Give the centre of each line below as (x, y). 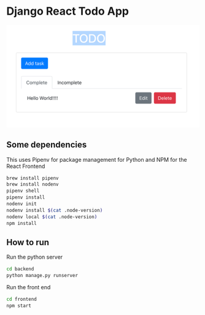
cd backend (20, 269)
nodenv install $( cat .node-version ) (55, 210)
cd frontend (21, 299)
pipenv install (26, 197)
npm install (21, 223)
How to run (28, 242)
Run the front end (29, 287)
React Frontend (26, 166)
